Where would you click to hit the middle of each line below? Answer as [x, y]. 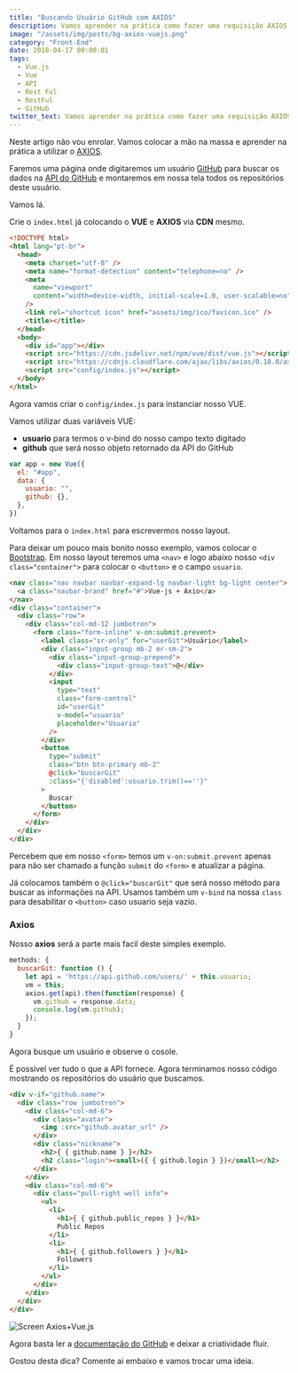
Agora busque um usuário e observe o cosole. [94, 1051]
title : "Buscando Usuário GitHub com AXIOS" [93, 17]
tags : [19, 59]
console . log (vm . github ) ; [78, 1010]
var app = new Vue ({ [47, 464]
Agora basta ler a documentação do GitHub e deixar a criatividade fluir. [139, 1344]
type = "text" [78, 690]
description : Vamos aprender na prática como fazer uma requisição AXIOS [149, 26]
